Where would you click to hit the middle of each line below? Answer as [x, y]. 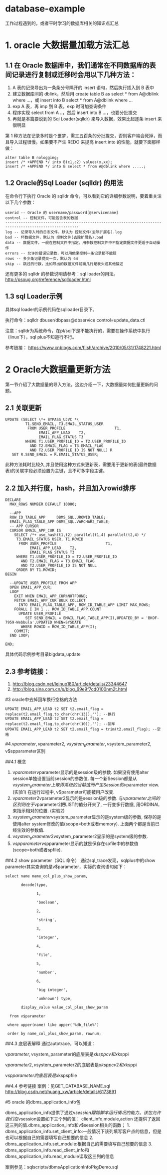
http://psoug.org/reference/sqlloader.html [48, 279]
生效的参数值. [31, 830]
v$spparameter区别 [25, 751]
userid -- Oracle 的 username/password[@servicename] [62, 212]
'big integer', [52, 990]
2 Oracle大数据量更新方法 [58, 369]
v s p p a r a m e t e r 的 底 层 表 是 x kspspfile [41, 1075]
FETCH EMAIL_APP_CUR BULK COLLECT [50, 600]
